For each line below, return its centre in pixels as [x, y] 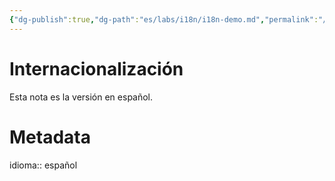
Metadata [50, 137]
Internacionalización [96, 68]
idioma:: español [43, 165]
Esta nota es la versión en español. [81, 97]
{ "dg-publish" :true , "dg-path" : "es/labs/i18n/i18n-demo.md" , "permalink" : [164, 19]
